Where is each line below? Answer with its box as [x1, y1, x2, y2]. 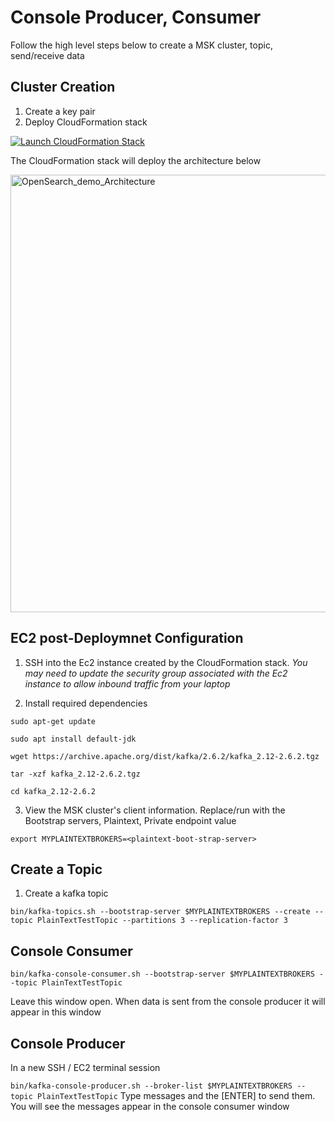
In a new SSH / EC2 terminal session [10, 1062, 161, 1073]
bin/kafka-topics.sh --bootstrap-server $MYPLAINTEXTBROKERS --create [10, 907, 311, 917]
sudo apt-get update [10, 716, 97, 726]
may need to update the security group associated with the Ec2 [24, 667, 288, 679]
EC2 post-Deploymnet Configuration [10, 630, 244, 647]
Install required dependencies [24, 697, 148, 709]
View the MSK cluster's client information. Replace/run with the [24, 804, 286, 816]
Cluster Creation [10, 79, 116, 96]
